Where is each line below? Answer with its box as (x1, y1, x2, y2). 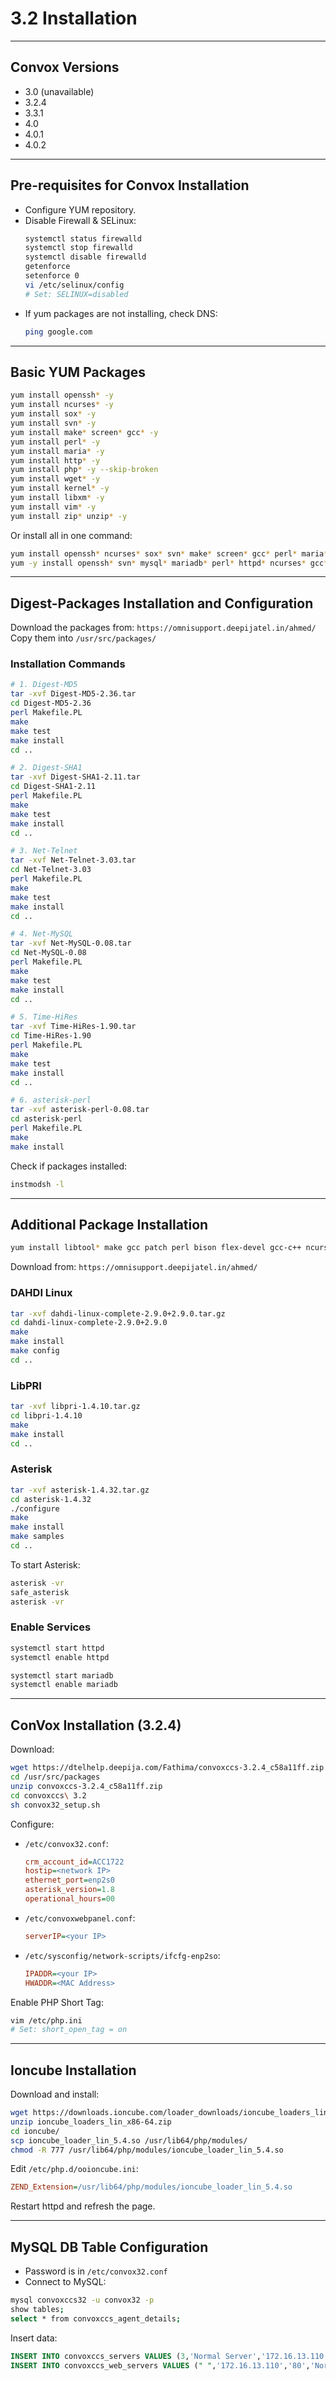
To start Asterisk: (10, 1558, 81, 1571)
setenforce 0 (24, 271, 80, 281)
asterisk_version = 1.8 (24, 1885, 115, 1895)
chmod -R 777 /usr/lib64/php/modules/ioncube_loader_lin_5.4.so (10, 2145, 284, 2155)
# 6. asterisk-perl (10, 1095, 92, 1106)
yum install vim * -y (10, 502, 97, 512)
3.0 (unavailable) (24, 85, 95, 97)
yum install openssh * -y (10, 390, 114, 401)
